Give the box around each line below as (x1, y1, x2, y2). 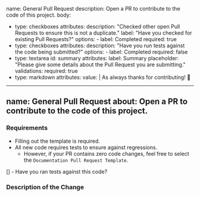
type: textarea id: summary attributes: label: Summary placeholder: (14, 55, 179, 61)
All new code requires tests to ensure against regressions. (14, 143, 158, 151)
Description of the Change (6, 183, 85, 191)
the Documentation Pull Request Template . (23, 156, 129, 164)
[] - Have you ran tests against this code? (6, 168, 108, 175)
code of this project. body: (6, 11, 71, 19)
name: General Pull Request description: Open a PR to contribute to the (6, 5, 180, 12)
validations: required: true (14, 67, 79, 74)
